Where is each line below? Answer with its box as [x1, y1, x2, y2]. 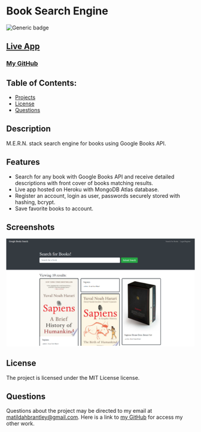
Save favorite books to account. [14, 205, 94, 212]
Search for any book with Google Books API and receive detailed [14, 173, 175, 180]
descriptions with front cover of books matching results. [14, 179, 154, 186]
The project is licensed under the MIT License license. [6, 374, 140, 381]
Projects [14, 94, 36, 101]
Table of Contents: [6, 78, 77, 88]
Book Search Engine [6, 4, 109, 18]
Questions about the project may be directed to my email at [6, 407, 153, 415]
